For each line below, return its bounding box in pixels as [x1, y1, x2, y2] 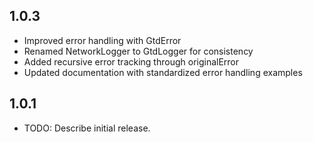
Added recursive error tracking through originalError [23, 55, 240, 68]
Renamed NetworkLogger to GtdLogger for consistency [23, 45, 254, 57]
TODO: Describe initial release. [23, 122, 151, 134]
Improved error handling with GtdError [23, 34, 182, 46]
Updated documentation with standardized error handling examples [23, 66, 303, 78]
